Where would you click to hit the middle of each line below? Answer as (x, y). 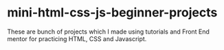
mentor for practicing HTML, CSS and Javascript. (77, 38)
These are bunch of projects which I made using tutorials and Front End (108, 32)
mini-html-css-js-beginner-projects (112, 13)
